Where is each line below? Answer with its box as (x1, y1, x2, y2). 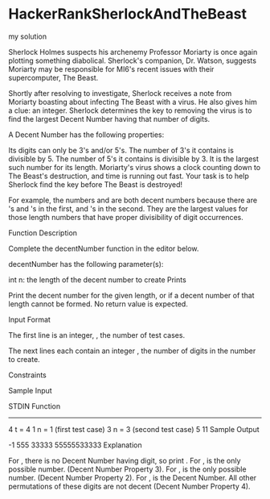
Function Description (8, 227, 78, 238)
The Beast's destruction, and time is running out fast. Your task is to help (8, 171, 249, 181)
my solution (8, 31, 47, 41)
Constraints (8, 370, 47, 380)
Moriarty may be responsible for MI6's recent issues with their (8, 64, 215, 73)
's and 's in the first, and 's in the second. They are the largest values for (8, 203, 248, 214)
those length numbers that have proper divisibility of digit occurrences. (8, 212, 243, 222)
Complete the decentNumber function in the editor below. (8, 243, 199, 253)
